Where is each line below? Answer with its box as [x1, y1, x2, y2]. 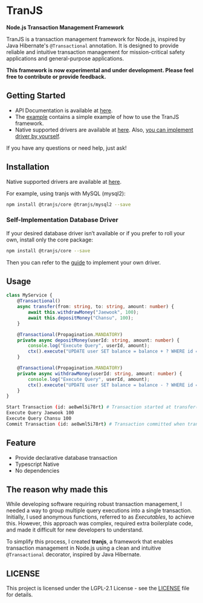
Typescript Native [14, 460, 59, 468]
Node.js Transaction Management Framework [6, 24, 124, 31]
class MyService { [6, 292, 53, 298]
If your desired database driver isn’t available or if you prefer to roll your [6, 229, 185, 237]
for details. [6, 591, 33, 598]
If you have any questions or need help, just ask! [6, 144, 127, 152]
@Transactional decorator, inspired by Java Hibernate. [6, 551, 141, 558]
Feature [6, 438, 36, 448]
